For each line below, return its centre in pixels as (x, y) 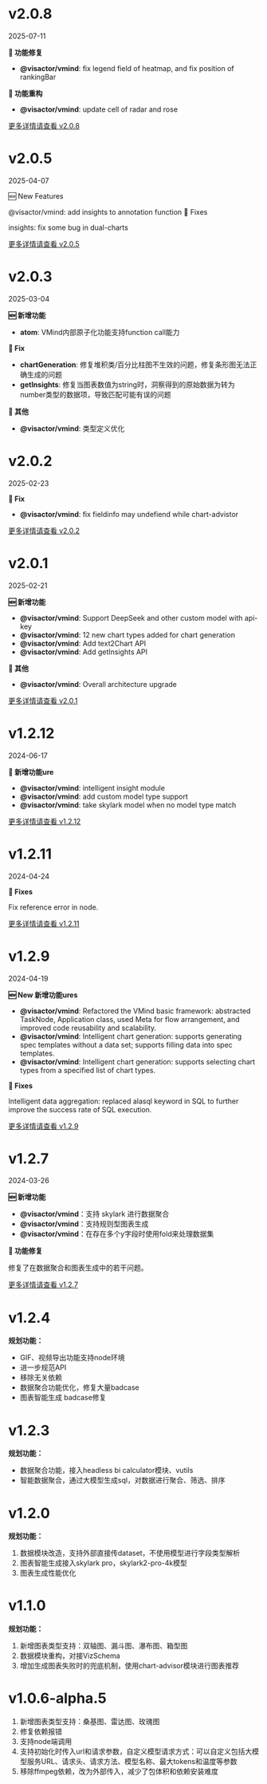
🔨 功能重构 (26, 93)
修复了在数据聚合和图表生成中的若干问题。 (78, 1268)
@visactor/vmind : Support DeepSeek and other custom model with (131, 618)
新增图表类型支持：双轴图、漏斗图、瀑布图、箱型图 (104, 1646)
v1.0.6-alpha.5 (58, 1698)
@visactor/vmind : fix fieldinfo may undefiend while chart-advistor (129, 514)
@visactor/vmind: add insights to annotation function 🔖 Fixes (108, 211)
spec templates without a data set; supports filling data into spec (126, 1044)
